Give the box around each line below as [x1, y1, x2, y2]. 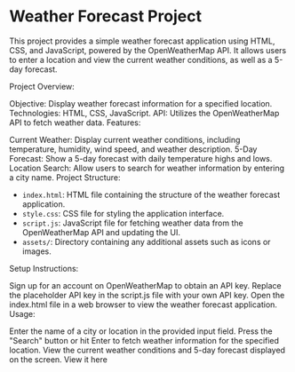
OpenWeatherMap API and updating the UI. [21, 226, 180, 237]
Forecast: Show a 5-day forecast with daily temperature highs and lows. [9, 153, 273, 163]
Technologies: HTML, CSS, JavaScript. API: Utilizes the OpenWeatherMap [9, 107, 280, 118]
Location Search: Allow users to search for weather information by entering [9, 162, 285, 173]
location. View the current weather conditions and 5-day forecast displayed [9, 344, 286, 355]
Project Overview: [9, 81, 76, 91]
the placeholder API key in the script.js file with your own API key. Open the [9, 289, 285, 300]
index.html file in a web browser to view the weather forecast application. [9, 299, 278, 310]
